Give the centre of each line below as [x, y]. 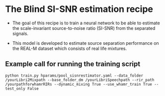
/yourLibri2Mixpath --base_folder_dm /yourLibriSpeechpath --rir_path [80, 80]
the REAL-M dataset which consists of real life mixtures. [70, 48]
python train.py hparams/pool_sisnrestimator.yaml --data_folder [74, 76]
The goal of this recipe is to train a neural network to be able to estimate [86, 23]
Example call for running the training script [73, 64]
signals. [20, 33]
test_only [15, 89]
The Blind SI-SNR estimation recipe [79, 9]
